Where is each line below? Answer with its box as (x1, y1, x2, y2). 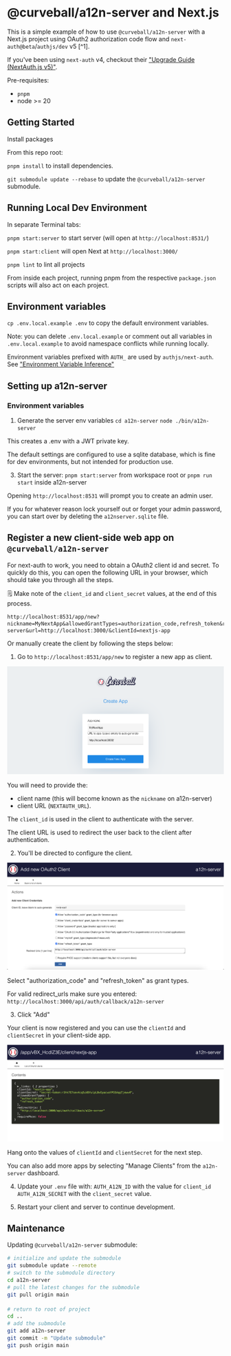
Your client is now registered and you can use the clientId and (7, 1023, 186, 1032)
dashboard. (27, 1168, 60, 1177)
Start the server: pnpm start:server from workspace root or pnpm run (16, 471, 212, 479)
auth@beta (7, 43, 36, 50)
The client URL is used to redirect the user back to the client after (7, 828, 192, 836)
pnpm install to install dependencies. (7, 162, 113, 170)
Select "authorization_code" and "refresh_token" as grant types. (7, 976, 189, 984)
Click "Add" (16, 1010, 50, 1019)
